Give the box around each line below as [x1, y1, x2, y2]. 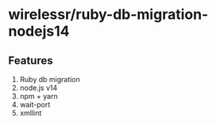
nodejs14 [8, 22, 70, 40]
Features [8, 54, 53, 67]
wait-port [19, 100, 51, 109]
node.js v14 [19, 83, 58, 92]
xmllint [19, 108, 42, 118]
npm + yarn [19, 92, 58, 100]
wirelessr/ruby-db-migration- [8, 6, 209, 24]
